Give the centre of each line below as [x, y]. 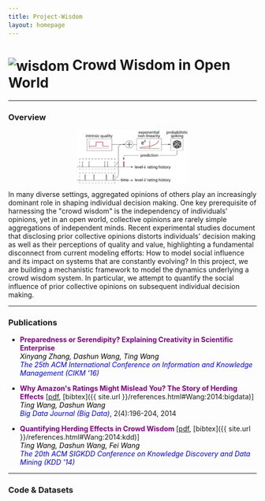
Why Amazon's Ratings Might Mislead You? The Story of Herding [129, 388]
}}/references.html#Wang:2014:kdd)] [80, 437]
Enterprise [37, 348]
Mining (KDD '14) [47, 462]
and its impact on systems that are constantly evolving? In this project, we [128, 262]
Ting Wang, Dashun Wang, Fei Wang [80, 446]
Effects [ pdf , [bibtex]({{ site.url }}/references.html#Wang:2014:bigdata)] [136, 397]
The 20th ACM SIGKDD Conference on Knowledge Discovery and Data [135, 454]
